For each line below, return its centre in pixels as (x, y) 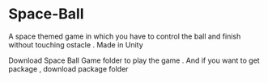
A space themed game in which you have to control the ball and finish (125, 36)
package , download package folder (68, 68)
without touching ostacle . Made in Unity (76, 44)
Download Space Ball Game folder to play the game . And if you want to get (134, 60)
